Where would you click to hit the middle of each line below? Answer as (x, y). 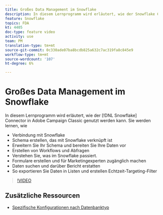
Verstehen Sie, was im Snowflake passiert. (55, 156)
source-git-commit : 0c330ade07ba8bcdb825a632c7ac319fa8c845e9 (69, 50)
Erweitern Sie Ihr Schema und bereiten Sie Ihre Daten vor (69, 145)
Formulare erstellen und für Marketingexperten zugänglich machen (79, 161)
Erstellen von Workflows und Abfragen (51, 151)
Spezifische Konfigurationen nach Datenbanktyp (60, 207)
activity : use (19, 37)
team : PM (14, 41)
